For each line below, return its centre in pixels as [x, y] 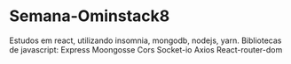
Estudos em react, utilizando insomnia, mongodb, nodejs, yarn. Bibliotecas [145, 40]
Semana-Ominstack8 [90, 16]
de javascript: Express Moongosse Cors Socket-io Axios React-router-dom [146, 49]
